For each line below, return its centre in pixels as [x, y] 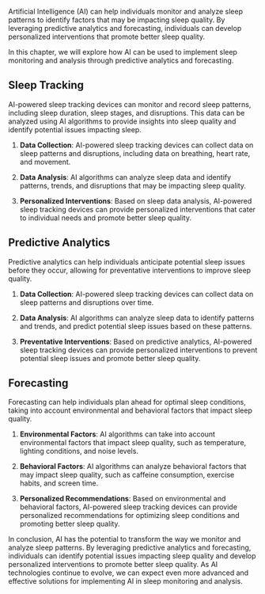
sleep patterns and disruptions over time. [87, 302]
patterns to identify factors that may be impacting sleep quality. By [117, 20]
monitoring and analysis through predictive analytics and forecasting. [121, 60]
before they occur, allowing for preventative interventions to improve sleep [130, 270]
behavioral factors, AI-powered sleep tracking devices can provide [128, 507]
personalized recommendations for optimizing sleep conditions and [129, 516]
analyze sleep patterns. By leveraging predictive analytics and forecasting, [130, 548]
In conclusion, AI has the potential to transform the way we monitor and [125, 539]
